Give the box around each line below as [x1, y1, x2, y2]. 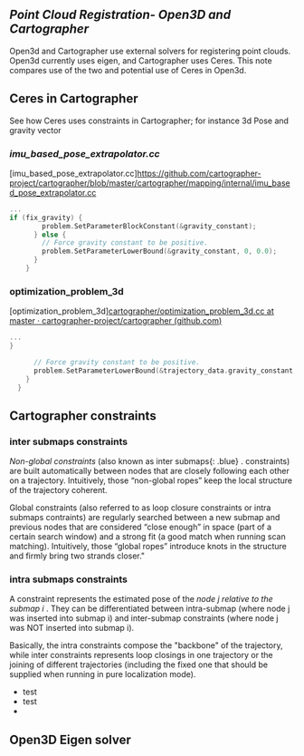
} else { [33, 230, 67, 239]
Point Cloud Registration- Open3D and [9, 7, 232, 23]
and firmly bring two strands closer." [9, 550, 146, 561]
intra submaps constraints [9, 573, 128, 586]
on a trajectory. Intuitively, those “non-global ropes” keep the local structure [9, 475, 292, 486]
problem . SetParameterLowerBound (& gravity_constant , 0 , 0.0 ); [42, 247, 278, 257]
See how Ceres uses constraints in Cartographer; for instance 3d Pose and [9, 115, 290, 126]
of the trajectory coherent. [9, 485, 108, 496]
